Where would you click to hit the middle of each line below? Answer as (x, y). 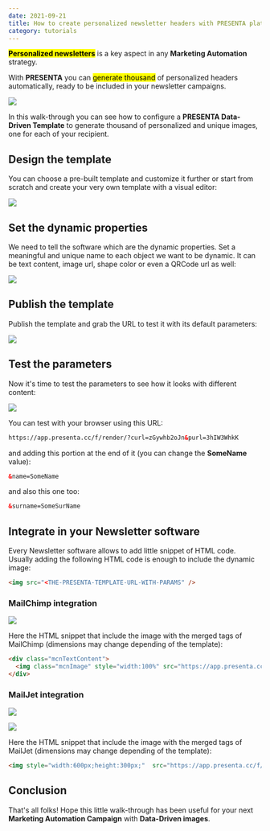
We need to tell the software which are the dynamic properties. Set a (122, 247)
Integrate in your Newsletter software (104, 531)
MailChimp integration (53, 603)
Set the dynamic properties (78, 227)
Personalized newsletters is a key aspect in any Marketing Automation (128, 54)
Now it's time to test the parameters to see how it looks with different (123, 384)
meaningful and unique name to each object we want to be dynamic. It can (132, 255)
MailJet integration (46, 694)
